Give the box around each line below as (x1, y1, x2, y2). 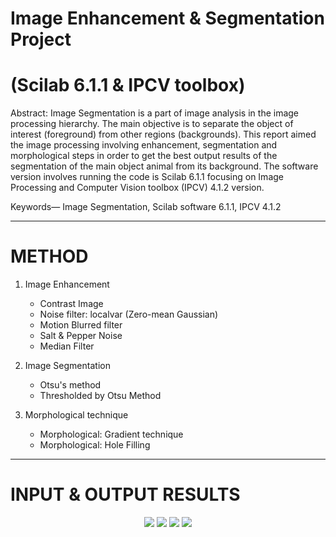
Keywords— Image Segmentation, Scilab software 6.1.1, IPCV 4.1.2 (10, 201, 282, 213)
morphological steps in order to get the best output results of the (10, 150, 278, 162)
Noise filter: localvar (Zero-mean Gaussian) (39, 308, 219, 321)
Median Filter (39, 340, 95, 352)
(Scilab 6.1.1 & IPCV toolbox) (10, 74, 246, 97)
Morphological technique (24, 409, 129, 421)
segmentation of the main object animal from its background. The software (10, 160, 319, 172)
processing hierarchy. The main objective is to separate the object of (10, 118, 294, 130)
